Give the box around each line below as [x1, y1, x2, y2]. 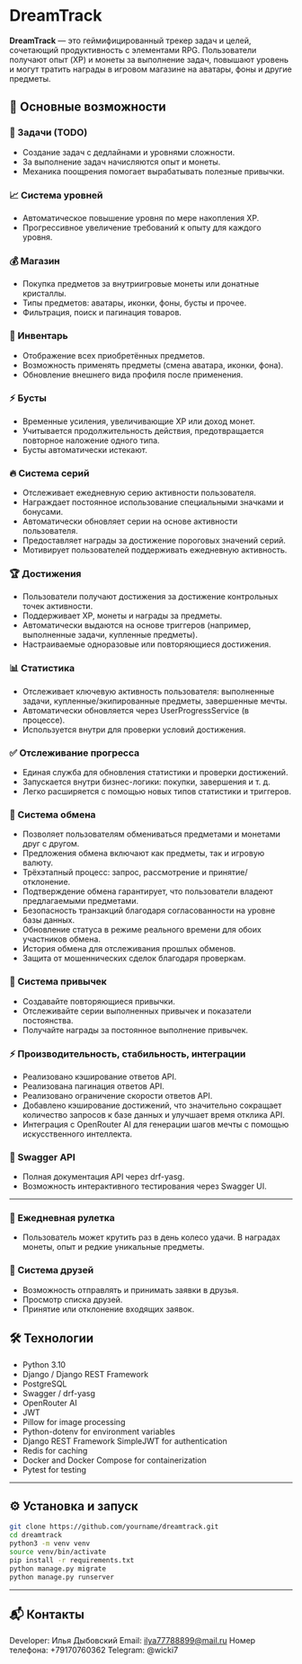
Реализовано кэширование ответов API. [22, 1071, 177, 1082]
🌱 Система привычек [9, 976, 108, 988]
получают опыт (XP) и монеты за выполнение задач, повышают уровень [9, 54, 289, 65]
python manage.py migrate [9, 1564, 106, 1573]
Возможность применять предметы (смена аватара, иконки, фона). [22, 359, 284, 370]
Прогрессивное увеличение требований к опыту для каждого [22, 222, 262, 233]
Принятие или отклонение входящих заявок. [22, 1304, 195, 1314]
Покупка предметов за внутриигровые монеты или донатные [22, 279, 260, 289]
